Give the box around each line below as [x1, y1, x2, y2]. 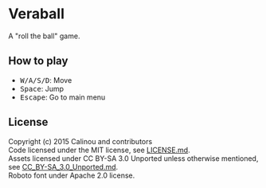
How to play [8, 54, 68, 68]
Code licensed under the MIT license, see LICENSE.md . [8, 145, 190, 155]
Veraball [8, 5, 65, 23]
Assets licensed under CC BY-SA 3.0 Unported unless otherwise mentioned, [8, 153, 259, 163]
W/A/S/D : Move [19, 75, 72, 84]
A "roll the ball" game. [8, 31, 80, 41]
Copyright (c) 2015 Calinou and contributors [8, 136, 153, 146]
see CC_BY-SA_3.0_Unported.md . [8, 162, 119, 171]
